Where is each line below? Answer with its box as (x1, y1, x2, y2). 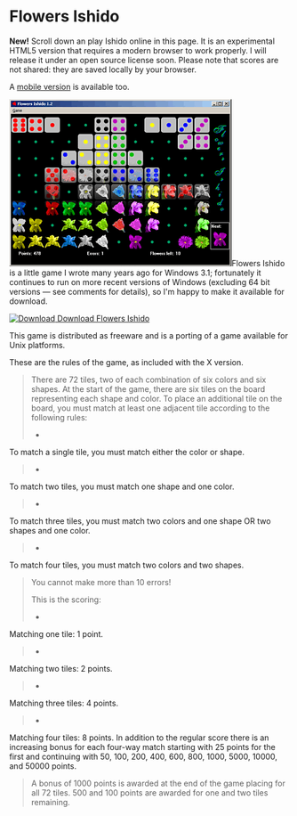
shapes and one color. (9, 525, 91, 535)
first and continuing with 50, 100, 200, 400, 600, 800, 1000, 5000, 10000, (9, 751, 278, 762)
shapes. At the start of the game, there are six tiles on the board (30, 383, 266, 394)
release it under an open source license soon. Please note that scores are (9, 54, 279, 65)
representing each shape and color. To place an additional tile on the (30, 393, 283, 404)
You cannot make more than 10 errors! (30, 576, 172, 587)
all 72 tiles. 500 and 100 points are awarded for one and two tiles (30, 787, 269, 798)
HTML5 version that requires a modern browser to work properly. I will (9, 45, 267, 55)
